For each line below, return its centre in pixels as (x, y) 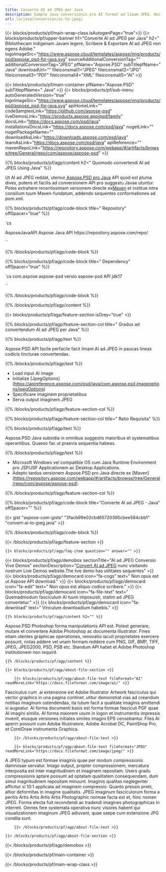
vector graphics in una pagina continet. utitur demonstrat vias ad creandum (82, 698)
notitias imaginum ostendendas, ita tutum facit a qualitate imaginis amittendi (83, 703)
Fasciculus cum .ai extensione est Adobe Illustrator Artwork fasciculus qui (81, 692)
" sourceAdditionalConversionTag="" (103, 59)
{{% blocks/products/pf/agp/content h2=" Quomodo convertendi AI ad (78, 163)
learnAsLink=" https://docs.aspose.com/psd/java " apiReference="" (73, 143)
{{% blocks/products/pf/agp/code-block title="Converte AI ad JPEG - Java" (83, 503)
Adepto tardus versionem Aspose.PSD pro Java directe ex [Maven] (81, 473)
